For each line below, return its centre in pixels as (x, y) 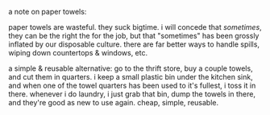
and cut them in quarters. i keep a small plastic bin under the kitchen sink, (131, 77)
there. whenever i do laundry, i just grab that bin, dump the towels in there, (132, 94)
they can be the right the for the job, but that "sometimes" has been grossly (134, 36)
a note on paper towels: (48, 12)
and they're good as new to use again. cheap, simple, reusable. (114, 103)
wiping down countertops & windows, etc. (78, 53)
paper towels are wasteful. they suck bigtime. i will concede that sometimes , (135, 27)
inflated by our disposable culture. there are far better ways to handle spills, (134, 44)
